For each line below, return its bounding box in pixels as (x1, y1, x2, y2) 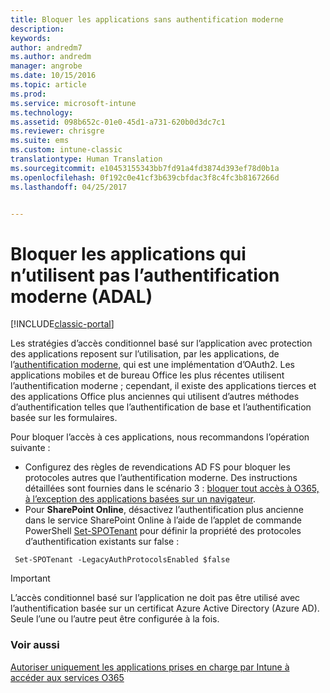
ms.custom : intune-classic (10, 145, 123, 155)
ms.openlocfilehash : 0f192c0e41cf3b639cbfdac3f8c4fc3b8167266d (10, 172, 280, 183)
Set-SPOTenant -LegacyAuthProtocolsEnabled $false (14, 555, 230, 565)
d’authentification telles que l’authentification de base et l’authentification (10, 401, 312, 413)
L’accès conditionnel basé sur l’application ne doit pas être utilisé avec (10, 592, 301, 604)
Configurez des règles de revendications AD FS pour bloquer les (24, 461, 291, 473)
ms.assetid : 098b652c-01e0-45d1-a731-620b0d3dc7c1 (10, 117, 226, 127)
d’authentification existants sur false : (24, 536, 180, 548)
